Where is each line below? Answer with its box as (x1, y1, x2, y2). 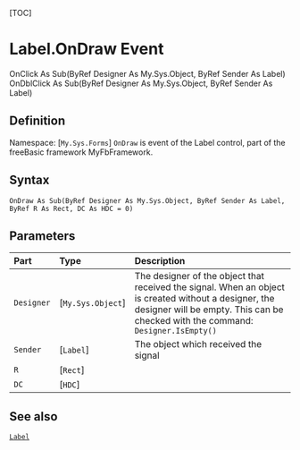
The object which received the (134, 338, 262, 351)
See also (9, 409, 58, 424)
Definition (9, 114, 65, 129)
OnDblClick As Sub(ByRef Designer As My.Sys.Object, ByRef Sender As (9, 78, 273, 89)
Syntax (9, 173, 50, 188)
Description (134, 255, 186, 267)
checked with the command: (134, 315, 254, 327)
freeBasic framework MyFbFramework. (9, 147, 154, 157)
